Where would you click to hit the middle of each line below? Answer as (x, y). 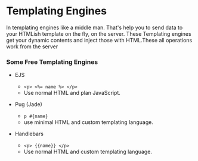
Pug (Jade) (29, 104)
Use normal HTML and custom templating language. (88, 152)
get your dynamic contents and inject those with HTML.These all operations (99, 40)
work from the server (32, 47)
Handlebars (29, 134)
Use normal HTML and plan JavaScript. (72, 93)
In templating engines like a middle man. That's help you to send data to (95, 27)
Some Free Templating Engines (52, 62)
